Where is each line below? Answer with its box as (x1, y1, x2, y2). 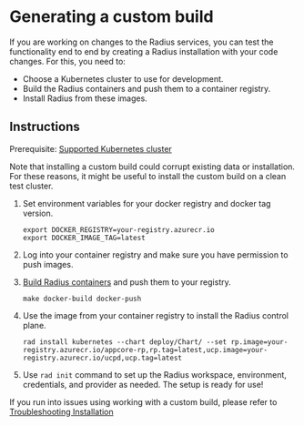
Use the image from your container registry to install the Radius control (22, 309, 289, 320)
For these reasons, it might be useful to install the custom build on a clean (9, 170, 287, 181)
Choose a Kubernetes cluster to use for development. (22, 73, 224, 84)
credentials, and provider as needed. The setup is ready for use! (22, 379, 264, 390)
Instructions (9, 119, 80, 135)
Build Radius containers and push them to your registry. (22, 276, 231, 288)
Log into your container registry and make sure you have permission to (22, 248, 289, 260)
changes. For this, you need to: (9, 56, 126, 66)
